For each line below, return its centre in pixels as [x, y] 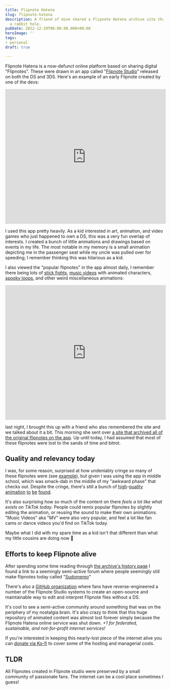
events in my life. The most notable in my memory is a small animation [77, 247]
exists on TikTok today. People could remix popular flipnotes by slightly [78, 507]
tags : [11, 38]
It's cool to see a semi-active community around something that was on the [83, 607]
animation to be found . [29, 492]
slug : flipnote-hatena [29, 15]
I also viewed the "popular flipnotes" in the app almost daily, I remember [80, 267]
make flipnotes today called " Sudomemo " [48, 577]
